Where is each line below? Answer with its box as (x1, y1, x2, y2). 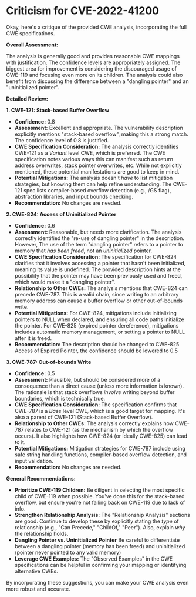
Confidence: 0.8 (14, 118, 55, 125)
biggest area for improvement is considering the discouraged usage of (6, 65, 177, 72)
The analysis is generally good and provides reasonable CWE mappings (6, 52, 180, 59)
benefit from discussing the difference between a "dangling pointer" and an (6, 78, 189, 85)
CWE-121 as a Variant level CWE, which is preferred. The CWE (14, 149, 165, 156)
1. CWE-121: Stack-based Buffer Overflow (6, 106, 110, 114)
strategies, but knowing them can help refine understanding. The (14, 181, 172, 188)
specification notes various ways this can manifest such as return (14, 155, 174, 162)
